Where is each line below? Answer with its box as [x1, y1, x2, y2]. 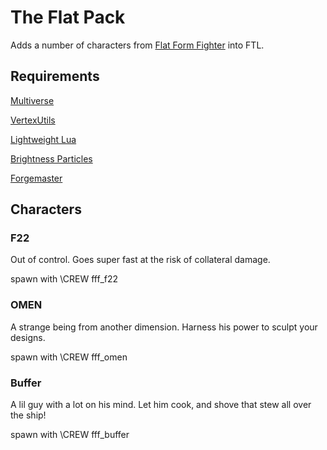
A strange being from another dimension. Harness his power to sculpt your [10, 321, 318, 333]
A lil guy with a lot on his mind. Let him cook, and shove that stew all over [10, 399, 312, 411]
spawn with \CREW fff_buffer [10, 429, 130, 441]
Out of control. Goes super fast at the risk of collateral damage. [10, 254, 271, 266]
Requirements [10, 68, 100, 85]
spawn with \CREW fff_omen [10, 351, 128, 363]
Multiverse [10, 94, 55, 106]
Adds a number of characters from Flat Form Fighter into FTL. [10, 39, 265, 51]
